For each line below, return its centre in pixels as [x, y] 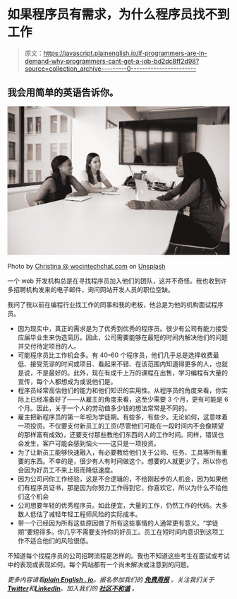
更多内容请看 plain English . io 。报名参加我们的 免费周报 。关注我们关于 [111, 579]
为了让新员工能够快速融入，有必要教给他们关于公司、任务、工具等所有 [120, 452]
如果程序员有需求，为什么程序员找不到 [119, 14]
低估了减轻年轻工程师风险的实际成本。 [86, 514]
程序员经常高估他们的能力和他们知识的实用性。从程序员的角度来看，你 [120, 390]
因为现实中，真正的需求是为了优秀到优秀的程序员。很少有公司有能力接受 [122, 328]
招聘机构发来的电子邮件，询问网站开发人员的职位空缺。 [93, 289]
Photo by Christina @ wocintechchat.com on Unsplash [86, 266]
